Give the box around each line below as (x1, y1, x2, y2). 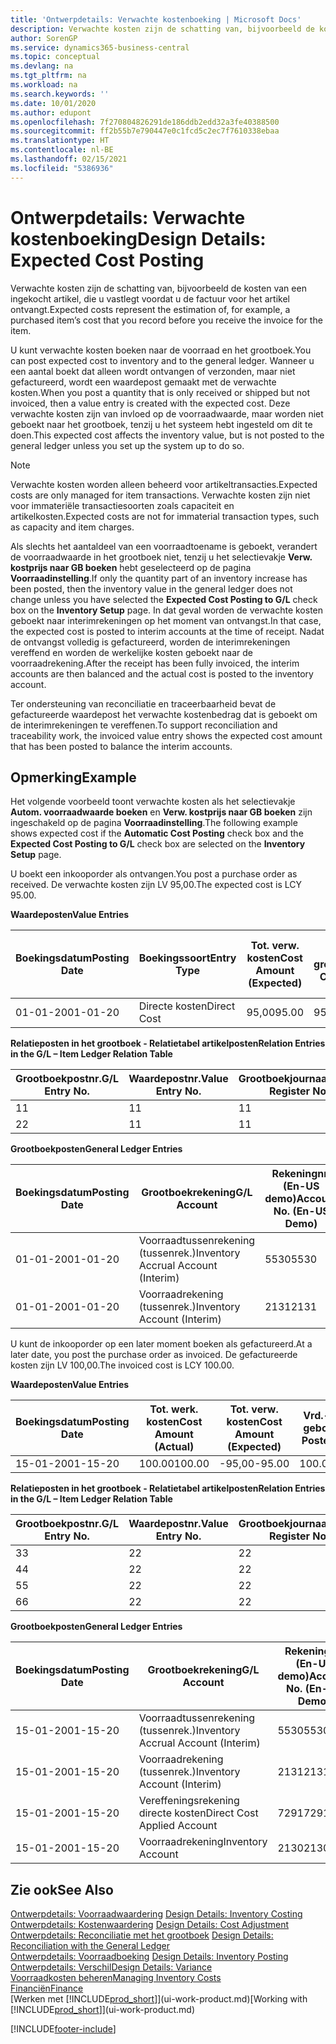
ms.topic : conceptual (10, 52, 101, 62)
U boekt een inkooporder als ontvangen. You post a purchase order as (10, 868, 298, 880)
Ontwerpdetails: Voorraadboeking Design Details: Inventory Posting (10, 1951, 289, 1963)
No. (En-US (273, 1204, 330, 1218)
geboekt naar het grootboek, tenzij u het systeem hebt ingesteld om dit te (10, 418, 313, 430)
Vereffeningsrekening (138, 1794, 240, 1808)
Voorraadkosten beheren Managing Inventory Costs (10, 1972, 222, 1984)
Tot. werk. (149, 1402, 199, 1416)
